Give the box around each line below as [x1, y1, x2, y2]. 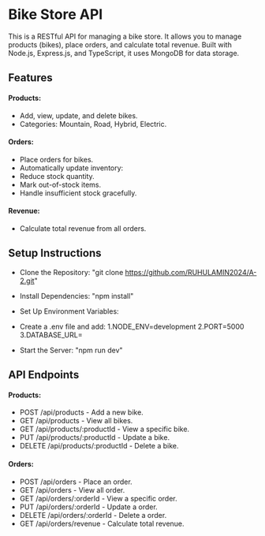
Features [8, 71, 53, 84]
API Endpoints [8, 368, 80, 382]
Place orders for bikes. [19, 154, 94, 164]
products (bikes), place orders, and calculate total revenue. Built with [8, 39, 233, 49]
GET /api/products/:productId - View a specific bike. [19, 424, 190, 434]
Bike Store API [8, 6, 103, 24]
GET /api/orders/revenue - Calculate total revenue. [19, 519, 185, 528]
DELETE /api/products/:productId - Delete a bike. [19, 441, 179, 451]
